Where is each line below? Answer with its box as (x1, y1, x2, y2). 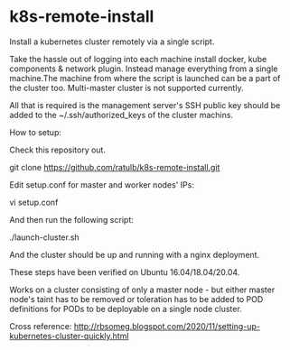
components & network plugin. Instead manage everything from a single (9, 63, 278, 74)
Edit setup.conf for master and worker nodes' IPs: (9, 179, 194, 190)
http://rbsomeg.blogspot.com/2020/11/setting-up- (73, 320, 260, 331)
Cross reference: (9, 320, 72, 331)
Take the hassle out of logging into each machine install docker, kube (9, 53, 267, 64)
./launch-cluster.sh (9, 232, 80, 243)
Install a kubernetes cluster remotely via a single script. (9, 36, 215, 47)
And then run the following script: (9, 214, 134, 225)
